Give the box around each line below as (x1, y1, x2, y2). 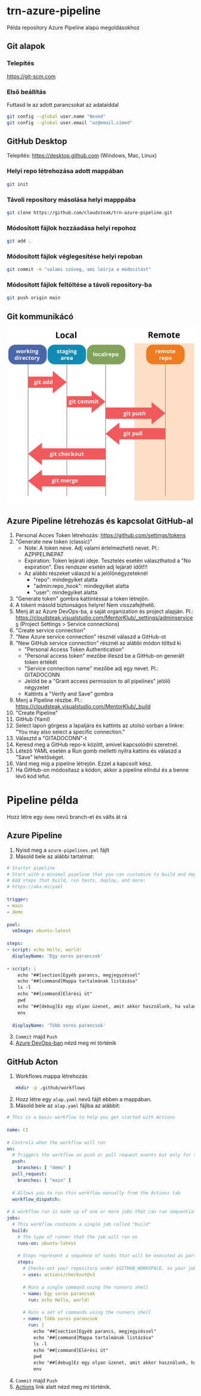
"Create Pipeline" (15, 709, 58, 716)
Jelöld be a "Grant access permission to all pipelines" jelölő (24, 677, 171, 685)
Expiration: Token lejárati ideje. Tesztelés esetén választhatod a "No (24, 557, 191, 564)
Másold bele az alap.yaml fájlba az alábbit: (15, 1102, 121, 1110)
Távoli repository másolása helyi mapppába (7, 195, 136, 204)
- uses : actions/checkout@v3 (22, 1272, 95, 1278)
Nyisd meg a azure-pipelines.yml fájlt (15, 846, 110, 853)
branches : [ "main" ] (17, 1177, 71, 1183)
